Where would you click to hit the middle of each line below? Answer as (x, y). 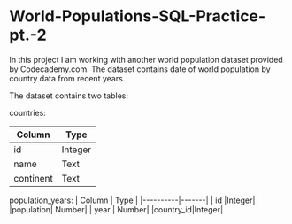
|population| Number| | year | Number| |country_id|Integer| (116, 209)
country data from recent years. (67, 78)
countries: (27, 112)
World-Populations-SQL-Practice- (138, 16)
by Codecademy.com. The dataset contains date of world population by (140, 69)
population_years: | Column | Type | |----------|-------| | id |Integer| (132, 200)
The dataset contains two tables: (69, 96)
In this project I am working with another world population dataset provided (146, 59)
